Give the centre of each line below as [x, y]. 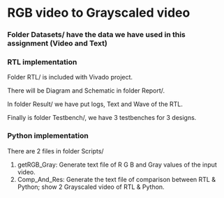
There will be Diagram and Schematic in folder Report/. [86, 91]
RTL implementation [42, 62]
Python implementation [48, 136]
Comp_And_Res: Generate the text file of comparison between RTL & [117, 179]
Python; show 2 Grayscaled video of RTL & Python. [91, 187]
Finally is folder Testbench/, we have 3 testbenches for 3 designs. [102, 118]
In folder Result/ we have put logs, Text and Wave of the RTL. [95, 104]
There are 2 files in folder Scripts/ [55, 151]
